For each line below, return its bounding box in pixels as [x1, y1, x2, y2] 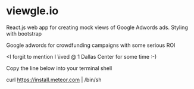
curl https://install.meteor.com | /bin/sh [6, 76, 102, 83]
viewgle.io [6, 4, 59, 18]
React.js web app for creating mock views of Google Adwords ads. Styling [6, 24, 189, 31]
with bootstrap [6, 30, 42, 37]
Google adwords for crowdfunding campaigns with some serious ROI [6, 42, 176, 49]
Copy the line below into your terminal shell [6, 64, 112, 72]
